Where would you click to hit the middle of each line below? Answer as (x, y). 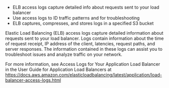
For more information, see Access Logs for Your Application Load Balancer (83, 64)
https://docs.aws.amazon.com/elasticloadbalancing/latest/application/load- (84, 75)
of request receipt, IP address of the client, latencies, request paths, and (80, 44)
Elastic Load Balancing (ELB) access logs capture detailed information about (84, 33)
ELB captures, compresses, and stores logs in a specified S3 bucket (83, 23)
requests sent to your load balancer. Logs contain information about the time (84, 38)
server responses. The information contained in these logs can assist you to (84, 49)
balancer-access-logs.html (33, 80)
